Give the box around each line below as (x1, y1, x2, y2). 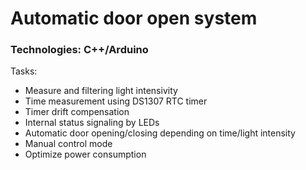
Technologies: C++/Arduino (10, 43, 149, 57)
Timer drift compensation (24, 106, 130, 118)
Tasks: (10, 65, 38, 77)
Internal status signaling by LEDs (24, 117, 160, 129)
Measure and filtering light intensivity (24, 85, 178, 97)
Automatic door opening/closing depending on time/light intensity (24, 127, 296, 139)
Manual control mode (24, 138, 113, 150)
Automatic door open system (10, 7, 258, 30)
